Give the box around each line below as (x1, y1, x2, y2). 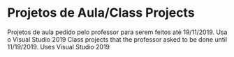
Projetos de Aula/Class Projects (7, 5, 195, 21)
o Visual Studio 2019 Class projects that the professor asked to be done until (7, 35, 228, 43)
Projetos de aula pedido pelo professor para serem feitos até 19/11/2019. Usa (7, 28, 228, 36)
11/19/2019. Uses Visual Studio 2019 (7, 42, 110, 51)
